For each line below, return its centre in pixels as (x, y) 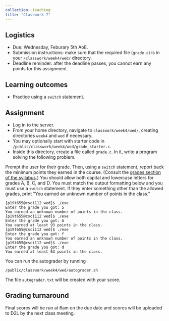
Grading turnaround (37, 295)
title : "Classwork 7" (28, 15)
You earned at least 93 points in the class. (54, 225)
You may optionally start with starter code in (59, 141)
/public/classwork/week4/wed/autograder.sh (52, 270)
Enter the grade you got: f (35, 234)
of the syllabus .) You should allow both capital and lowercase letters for (79, 177)
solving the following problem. (44, 157)
